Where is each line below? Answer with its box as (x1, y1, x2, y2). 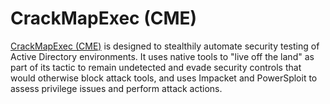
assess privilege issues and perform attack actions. (10, 82, 223, 94)
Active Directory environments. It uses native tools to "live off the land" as (10, 50, 315, 62)
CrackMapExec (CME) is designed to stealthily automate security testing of (10, 40, 320, 52)
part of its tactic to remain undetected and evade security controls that (10, 61, 302, 73)
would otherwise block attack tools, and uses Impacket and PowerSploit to (10, 72, 318, 84)
